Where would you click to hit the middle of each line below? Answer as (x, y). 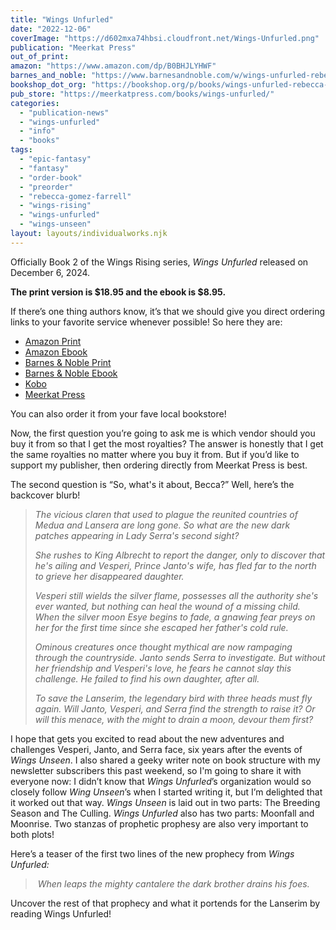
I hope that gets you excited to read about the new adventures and (147, 738)
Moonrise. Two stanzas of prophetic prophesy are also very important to (159, 823)
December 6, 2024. (50, 272)
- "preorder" (46, 187)
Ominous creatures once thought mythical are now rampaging (163, 647)
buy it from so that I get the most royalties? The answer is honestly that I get (167, 443)
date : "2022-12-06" (51, 29)
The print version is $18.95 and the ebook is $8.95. (118, 292)
